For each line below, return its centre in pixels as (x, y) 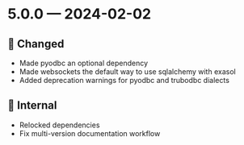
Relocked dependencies (59, 125)
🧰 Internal (32, 106)
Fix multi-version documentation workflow (90, 133)
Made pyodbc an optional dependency (84, 63)
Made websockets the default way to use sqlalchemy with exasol (127, 72)
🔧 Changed (36, 44)
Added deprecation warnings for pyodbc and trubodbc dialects (124, 80)
